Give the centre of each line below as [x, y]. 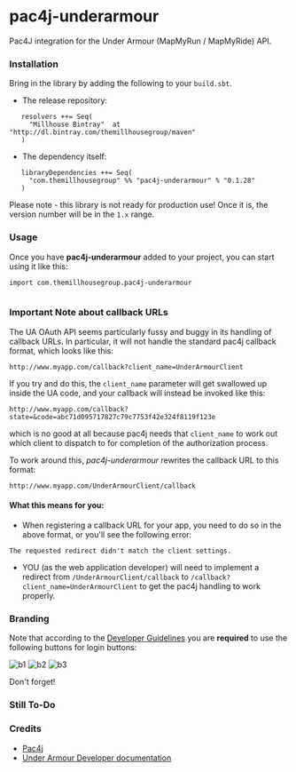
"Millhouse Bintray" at [75, 125]
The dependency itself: [64, 156]
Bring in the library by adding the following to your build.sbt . [121, 84]
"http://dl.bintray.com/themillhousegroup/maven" [103, 132]
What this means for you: [57, 505]
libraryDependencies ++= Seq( [77, 173]
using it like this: [39, 266]
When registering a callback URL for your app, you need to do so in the [152, 525]
